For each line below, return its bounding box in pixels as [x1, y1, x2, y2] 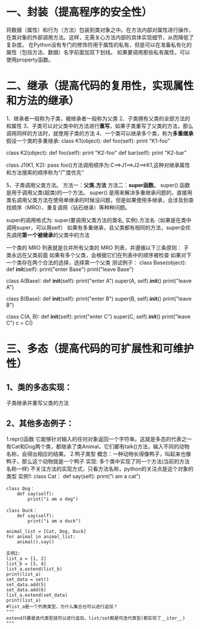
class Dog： [6, 485, 35, 491]
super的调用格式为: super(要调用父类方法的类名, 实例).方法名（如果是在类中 [6, 216, 192, 223]
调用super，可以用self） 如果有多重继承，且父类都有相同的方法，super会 [6, 224, 186, 231]
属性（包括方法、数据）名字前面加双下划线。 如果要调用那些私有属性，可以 [6, 48, 190, 55]
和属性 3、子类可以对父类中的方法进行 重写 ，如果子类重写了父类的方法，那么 [6, 122, 193, 129]
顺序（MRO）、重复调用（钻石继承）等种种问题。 [11, 204, 131, 211]
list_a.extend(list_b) [6, 566, 62, 572]
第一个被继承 [21, 231, 54, 238]
